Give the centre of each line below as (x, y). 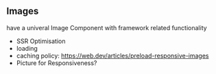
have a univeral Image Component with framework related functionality (107, 27)
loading (27, 48)
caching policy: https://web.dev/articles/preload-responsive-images (112, 56)
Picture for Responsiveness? (57, 63)
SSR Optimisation (41, 41)
